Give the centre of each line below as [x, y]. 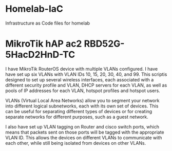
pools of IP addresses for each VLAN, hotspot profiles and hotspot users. [83, 91]
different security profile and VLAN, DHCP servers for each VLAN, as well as [86, 85]
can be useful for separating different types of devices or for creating [79, 111]
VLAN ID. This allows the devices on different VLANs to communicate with [84, 137]
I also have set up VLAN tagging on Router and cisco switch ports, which [82, 126]
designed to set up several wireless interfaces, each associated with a [80, 79]
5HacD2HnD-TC [40, 55]
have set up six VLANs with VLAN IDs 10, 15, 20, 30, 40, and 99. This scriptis [86, 74]
